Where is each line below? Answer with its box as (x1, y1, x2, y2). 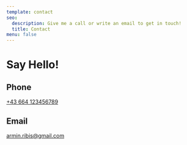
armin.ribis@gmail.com (6, 132, 65, 139)
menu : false (6, 32, 37, 38)
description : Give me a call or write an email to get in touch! (12, 20, 182, 26)
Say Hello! (6, 58, 59, 72)
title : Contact (12, 26, 51, 32)
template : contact (6, 9, 53, 15)
